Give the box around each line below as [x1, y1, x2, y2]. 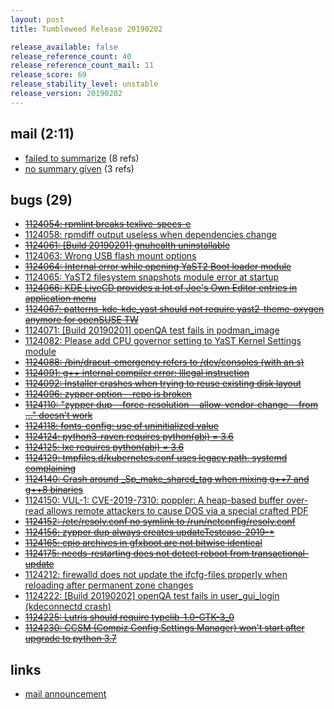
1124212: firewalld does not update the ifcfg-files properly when [24, 569, 288, 581]
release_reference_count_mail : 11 [10, 61, 155, 71]
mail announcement [24, 688, 107, 700]
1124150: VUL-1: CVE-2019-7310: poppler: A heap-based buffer [24, 494, 285, 506]
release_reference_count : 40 [10, 51, 132, 61]
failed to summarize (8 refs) [24, 152, 140, 164]
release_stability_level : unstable [10, 79, 159, 90]
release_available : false [10, 42, 118, 52]
